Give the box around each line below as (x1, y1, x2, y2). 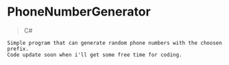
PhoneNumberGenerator (7, 4, 151, 20)
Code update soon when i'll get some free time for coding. (7, 51, 183, 58)
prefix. (7, 45, 29, 52)
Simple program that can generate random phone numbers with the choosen (7, 39, 223, 46)
